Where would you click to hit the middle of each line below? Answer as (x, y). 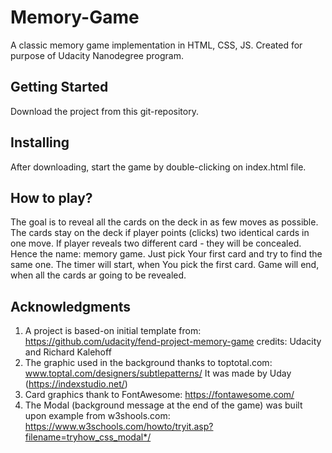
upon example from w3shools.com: (97, 416)
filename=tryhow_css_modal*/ (88, 437)
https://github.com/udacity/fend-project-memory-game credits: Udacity (173, 342)
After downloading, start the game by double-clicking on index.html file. (158, 167)
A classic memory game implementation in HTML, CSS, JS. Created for (156, 45)
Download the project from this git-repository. (104, 111)
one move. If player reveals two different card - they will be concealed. (156, 243)
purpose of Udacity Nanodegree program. (97, 55)
